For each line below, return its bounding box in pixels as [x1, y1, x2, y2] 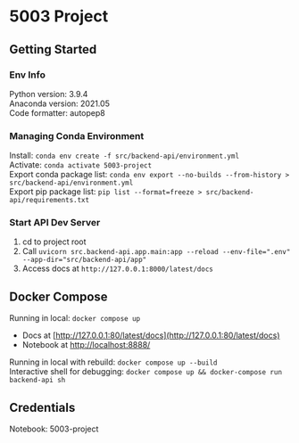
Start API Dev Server [9, 217, 101, 229]
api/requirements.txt [9, 196, 90, 205]
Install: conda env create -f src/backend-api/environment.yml [9, 150, 239, 161]
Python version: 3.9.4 [9, 88, 88, 99]
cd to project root [21, 236, 87, 247]
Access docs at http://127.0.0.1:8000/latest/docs [21, 263, 214, 274]
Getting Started [9, 42, 97, 57]
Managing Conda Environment [9, 129, 145, 142]
